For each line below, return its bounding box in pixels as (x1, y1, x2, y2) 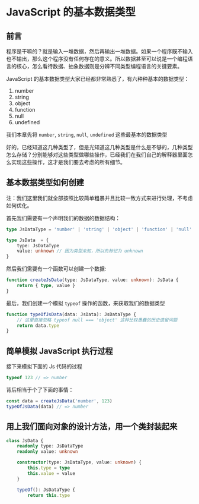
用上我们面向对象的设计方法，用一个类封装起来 (6, 421, 178, 431)
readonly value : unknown (17, 449, 78, 455)
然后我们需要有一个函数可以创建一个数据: (6, 265, 107, 272)
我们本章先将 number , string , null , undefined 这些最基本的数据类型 (6, 131, 168, 138)
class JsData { (6, 437, 44, 443)
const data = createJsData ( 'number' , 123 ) (6, 398, 113, 404)
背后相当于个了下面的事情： (6, 386, 74, 393)
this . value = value (27, 470, 76, 476)
